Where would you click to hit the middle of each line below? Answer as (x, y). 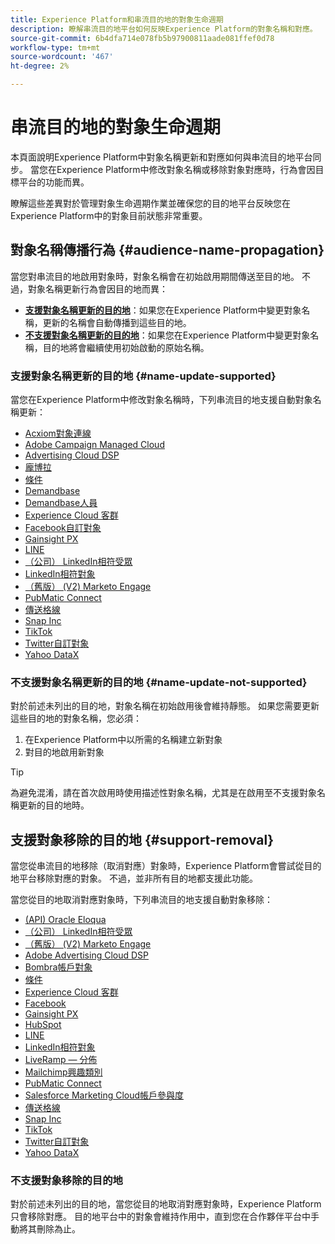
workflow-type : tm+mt (55, 47)
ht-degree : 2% (40, 66)
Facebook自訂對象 (63, 528)
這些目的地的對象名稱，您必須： (76, 718)
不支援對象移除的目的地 (66, 1181)
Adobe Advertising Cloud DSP (87, 955)
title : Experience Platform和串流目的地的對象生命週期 (117, 19)
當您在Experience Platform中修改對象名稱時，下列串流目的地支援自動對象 (161, 400)
